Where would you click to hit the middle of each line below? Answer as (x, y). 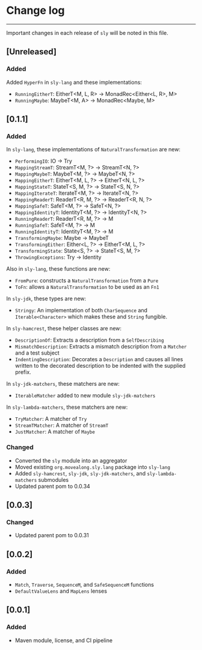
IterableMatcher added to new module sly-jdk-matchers (85, 396)
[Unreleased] (32, 52)
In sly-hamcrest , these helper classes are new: (64, 329)
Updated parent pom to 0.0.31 (52, 535)
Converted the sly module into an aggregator (71, 460)
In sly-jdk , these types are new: (46, 298)
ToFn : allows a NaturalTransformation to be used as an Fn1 (87, 287)
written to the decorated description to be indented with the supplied (100, 366)
